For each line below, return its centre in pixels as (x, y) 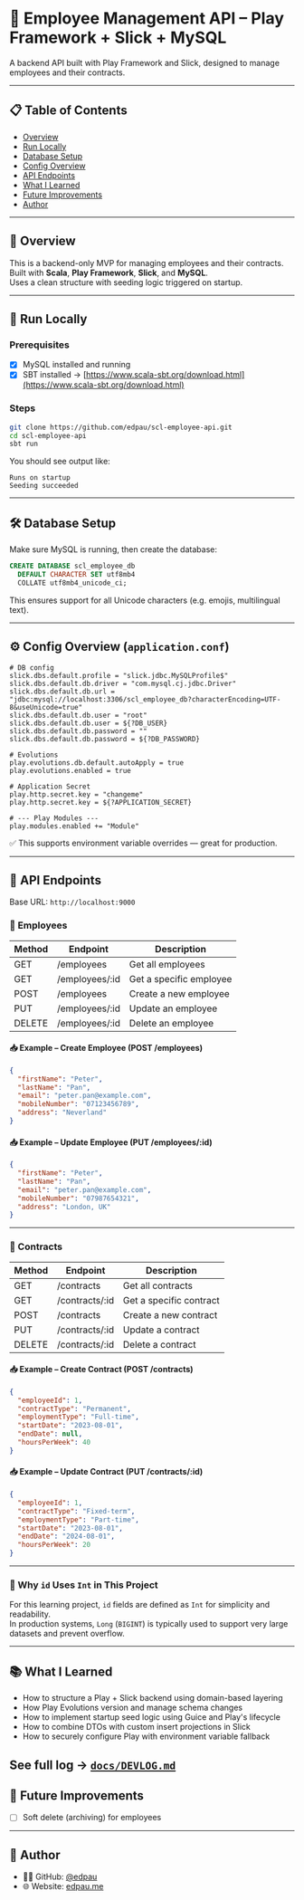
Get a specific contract (171, 1300)
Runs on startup (40, 478)
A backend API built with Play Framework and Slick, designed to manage (145, 62)
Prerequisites (39, 345)
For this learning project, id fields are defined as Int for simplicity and (140, 1605)
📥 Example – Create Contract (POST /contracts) (101, 1370)
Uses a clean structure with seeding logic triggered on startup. (126, 282)
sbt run (24, 444)
